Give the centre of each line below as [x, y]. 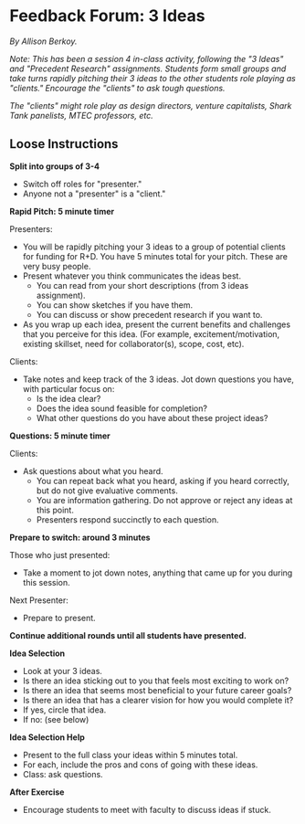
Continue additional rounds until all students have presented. [128, 635]
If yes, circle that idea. [64, 710]
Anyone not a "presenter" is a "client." [94, 194]
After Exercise [37, 792]
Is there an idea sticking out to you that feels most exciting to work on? [156, 681]
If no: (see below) [56, 719]
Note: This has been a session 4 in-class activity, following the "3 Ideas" [147, 58]
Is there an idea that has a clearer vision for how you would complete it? [158, 700]
